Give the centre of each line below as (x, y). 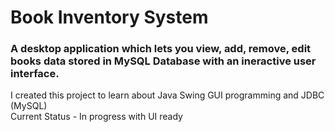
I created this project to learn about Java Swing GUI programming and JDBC (167, 95)
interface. (35, 74)
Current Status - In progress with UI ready (96, 117)
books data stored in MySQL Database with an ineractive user (163, 61)
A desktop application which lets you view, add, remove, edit (161, 49)
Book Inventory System (109, 17)
